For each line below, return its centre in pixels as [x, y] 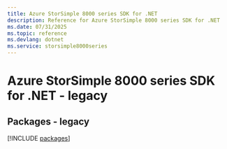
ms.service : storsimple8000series [58, 46]
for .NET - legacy [58, 96]
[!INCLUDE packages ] [39, 138]
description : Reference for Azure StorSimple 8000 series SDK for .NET [113, 20]
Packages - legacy [48, 121]
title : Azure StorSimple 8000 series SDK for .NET [82, 14]
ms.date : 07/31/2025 [37, 27]
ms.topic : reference [37, 33]
